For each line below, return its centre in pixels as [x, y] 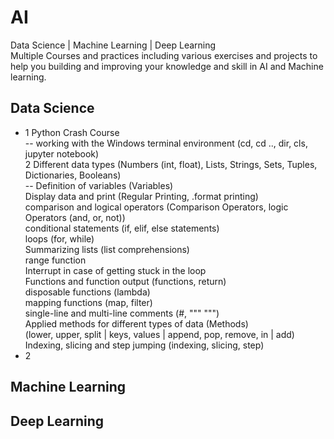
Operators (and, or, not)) [75, 217]
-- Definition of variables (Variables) [99, 185]
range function [55, 260]
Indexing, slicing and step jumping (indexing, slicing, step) [144, 345]
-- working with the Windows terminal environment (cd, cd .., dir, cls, [166, 143]
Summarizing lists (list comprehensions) [107, 249]
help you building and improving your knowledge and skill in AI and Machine [167, 66]
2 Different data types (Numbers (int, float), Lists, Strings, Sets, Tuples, [171, 164]
